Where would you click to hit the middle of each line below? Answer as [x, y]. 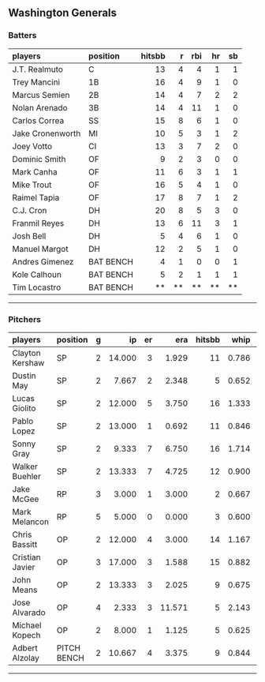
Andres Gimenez [43, 261]
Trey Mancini [36, 82]
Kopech [26, 635]
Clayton [26, 353]
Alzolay [26, 658]
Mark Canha [35, 171]
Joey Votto [32, 146]
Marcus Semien [41, 95]
